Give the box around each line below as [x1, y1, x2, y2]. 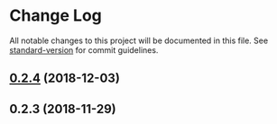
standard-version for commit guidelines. [9, 44, 159, 55]
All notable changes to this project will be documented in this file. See [9, 35, 269, 46]
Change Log [9, 5, 102, 26]
